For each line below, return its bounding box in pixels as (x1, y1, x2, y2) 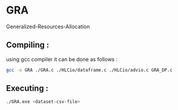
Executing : (6, 84, 49, 94)
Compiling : (6, 40, 50, 50)
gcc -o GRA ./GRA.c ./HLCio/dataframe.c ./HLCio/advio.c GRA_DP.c (6, 67, 173, 73)
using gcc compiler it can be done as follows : (6, 55, 118, 62)
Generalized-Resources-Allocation (6, 23, 90, 30)
